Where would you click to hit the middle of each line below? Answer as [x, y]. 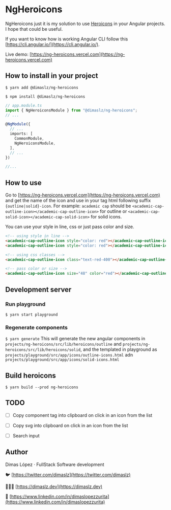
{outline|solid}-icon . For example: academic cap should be [68, 206]
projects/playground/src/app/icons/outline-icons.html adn [69, 355]
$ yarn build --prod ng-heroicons [42, 387]
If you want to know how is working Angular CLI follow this [67, 39]
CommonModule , [29, 139]
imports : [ [21, 134]
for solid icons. [106, 217]
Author [17, 452]
